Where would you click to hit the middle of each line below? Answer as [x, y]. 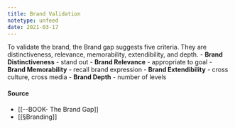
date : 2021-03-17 [33, 27]
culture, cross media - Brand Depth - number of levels [87, 77]
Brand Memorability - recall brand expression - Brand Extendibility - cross [118, 70]
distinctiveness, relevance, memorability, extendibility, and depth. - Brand [115, 54]
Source [18, 93]
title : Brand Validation [44, 14]
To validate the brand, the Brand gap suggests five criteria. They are [107, 47]
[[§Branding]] [37, 117]
